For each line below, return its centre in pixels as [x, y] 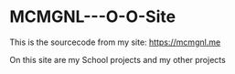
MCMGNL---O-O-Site [93, 17]
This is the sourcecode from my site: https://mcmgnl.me [115, 42]
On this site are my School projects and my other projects [117, 59]
